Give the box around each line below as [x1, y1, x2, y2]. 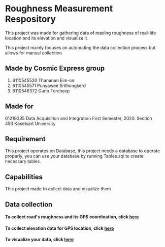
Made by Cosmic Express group [5, 64, 105, 73]
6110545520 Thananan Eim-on [12, 77, 75, 83]
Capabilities [5, 172, 43, 181]
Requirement [5, 134, 46, 143]
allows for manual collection [5, 50, 62, 56]
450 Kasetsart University [5, 121, 56, 126]
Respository [5, 13, 56, 25]
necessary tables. [5, 159, 41, 165]
